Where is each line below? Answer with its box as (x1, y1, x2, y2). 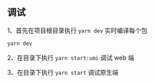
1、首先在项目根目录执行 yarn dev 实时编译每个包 (7, 26, 148, 35)
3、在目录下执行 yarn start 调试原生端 (7, 68, 119, 76)
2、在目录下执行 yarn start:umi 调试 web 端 (7, 53, 135, 62)
